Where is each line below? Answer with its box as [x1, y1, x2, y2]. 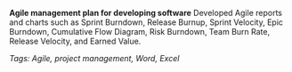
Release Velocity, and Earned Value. [9, 36, 142, 46]
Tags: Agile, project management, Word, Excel [9, 53, 180, 63]
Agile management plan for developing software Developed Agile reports [9, 8, 283, 18]
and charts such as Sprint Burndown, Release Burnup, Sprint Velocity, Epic [9, 17, 283, 28]
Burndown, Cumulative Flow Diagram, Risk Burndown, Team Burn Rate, [9, 27, 270, 36]
